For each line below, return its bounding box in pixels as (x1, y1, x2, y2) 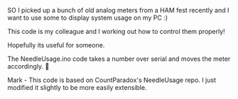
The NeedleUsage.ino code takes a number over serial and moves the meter (7, 54, 231, 63)
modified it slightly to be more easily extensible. (7, 83, 147, 91)
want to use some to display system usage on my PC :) (7, 13, 168, 22)
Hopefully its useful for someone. (7, 41, 105, 49)
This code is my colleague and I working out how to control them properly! (7, 28, 225, 35)
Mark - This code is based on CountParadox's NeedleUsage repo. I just (7, 76, 217, 84)
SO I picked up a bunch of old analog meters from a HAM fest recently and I (7, 6, 229, 14)
